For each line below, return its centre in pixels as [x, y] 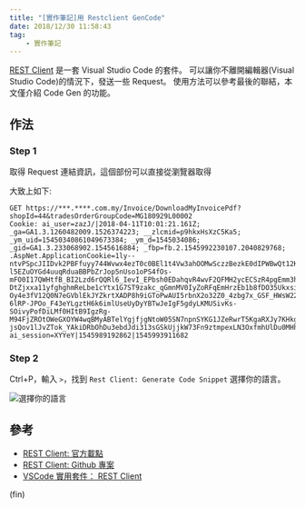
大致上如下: [31, 191]
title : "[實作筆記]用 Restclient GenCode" [88, 18]
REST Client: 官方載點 [63, 453]
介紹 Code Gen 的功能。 [70, 93]
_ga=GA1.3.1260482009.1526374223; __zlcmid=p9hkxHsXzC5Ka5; [126, 232]
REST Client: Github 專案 [69, 465]
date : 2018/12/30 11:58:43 [60, 26]
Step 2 [24, 358]
